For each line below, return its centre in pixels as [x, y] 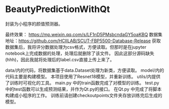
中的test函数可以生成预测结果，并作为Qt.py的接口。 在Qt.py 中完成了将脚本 [83, 89]
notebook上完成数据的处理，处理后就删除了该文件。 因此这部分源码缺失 [80, 53]
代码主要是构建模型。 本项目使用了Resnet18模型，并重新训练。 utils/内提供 [83, 76]
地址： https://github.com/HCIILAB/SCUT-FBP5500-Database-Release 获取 [83, 41]
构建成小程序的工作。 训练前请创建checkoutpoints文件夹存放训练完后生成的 [84, 95]
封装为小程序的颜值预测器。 [34, 24]
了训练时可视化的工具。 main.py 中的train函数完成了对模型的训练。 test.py [82, 83]
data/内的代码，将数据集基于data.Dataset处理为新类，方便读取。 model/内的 [85, 70]
